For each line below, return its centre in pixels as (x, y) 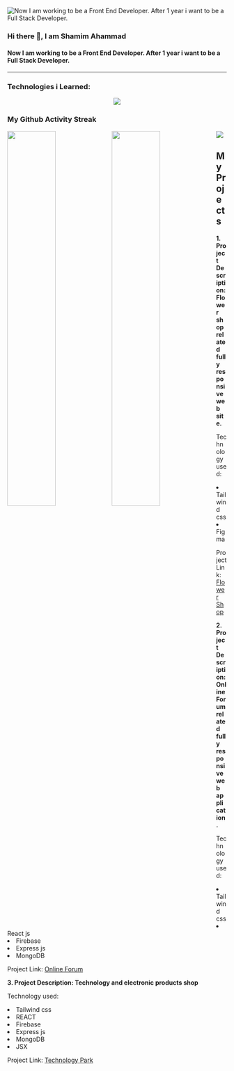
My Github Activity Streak (52, 120)
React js (19, 933)
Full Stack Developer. (39, 60)
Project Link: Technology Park (50, 1060)
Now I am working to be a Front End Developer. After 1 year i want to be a (114, 53)
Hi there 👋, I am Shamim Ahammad (67, 36)
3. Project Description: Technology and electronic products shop (103, 983)
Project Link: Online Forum (45, 969)
